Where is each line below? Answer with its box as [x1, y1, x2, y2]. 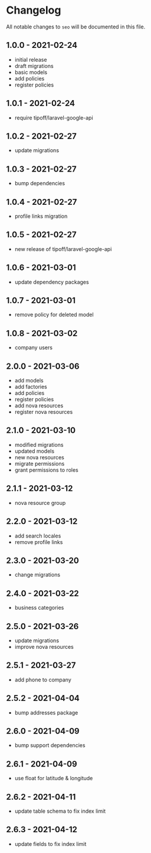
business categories [14, 604, 64, 611]
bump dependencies [14, 180, 65, 187]
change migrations [14, 571, 61, 578]
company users [14, 344, 53, 351]
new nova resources [14, 453, 65, 461]
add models [14, 377, 44, 384]
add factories [14, 383, 47, 391]
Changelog [6, 4, 61, 17]
